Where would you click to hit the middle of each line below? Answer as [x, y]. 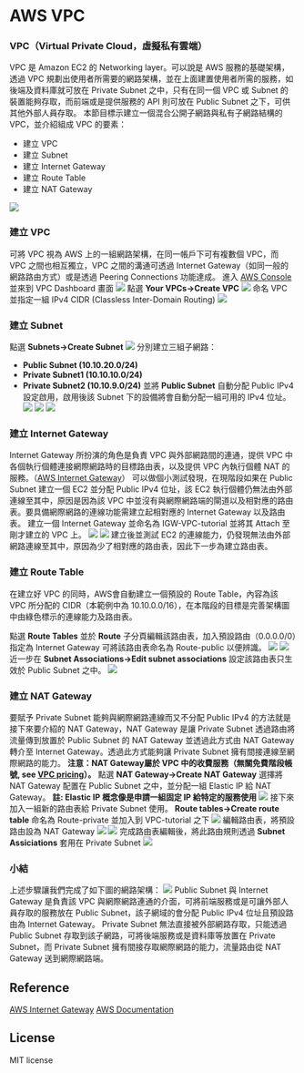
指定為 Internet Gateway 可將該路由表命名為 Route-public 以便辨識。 [138, 647]
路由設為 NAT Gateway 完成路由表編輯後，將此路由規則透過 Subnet [147, 831]
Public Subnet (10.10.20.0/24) [80, 365]
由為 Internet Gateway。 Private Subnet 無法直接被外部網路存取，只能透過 [148, 925]
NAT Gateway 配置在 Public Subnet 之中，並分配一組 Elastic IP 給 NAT [141, 785]
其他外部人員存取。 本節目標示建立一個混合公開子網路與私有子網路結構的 [146, 113]
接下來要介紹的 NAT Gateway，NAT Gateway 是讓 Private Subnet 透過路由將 [152, 729]
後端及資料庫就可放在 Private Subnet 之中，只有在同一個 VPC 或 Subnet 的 [149, 90]
